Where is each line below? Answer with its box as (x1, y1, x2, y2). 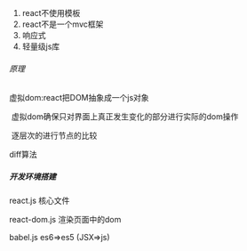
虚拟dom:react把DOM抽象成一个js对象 (9, 93, 149, 103)
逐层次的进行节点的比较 (11, 130, 98, 141)
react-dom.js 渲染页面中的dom (9, 215, 122, 225)
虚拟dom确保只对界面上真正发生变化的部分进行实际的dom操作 (11, 111, 239, 122)
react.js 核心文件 (9, 195, 70, 206)
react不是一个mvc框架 (21, 19, 104, 29)
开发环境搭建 (9, 171, 56, 182)
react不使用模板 (21, 8, 81, 18)
